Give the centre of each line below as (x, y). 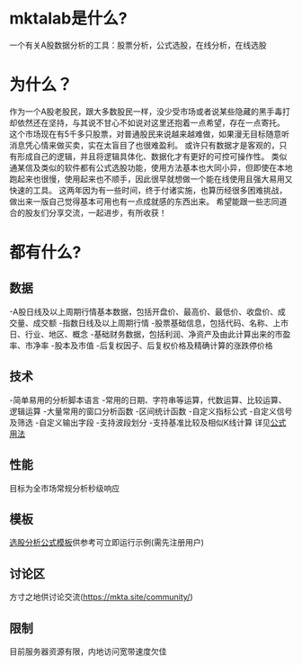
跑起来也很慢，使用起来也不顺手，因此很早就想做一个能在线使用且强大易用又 (151, 179)
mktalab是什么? (68, 18)
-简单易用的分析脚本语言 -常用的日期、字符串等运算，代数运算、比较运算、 (148, 400)
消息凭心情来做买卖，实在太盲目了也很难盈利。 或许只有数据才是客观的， (144, 145)
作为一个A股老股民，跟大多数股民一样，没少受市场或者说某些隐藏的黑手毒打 (150, 111)
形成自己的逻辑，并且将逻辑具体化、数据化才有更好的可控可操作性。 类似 (152, 156)
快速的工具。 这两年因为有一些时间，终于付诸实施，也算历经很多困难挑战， (148, 190)
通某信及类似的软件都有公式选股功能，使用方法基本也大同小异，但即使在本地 (151, 167)
